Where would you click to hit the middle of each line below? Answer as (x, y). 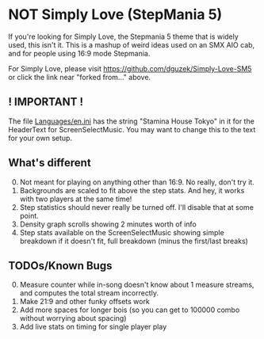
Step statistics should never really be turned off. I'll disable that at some (136, 207)
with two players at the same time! (76, 199)
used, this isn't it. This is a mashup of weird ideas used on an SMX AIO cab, (132, 44)
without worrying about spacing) (73, 318)
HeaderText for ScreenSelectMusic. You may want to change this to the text (132, 129)
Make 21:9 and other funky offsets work (85, 302)
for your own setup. (40, 138)
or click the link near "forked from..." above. (80, 77)
